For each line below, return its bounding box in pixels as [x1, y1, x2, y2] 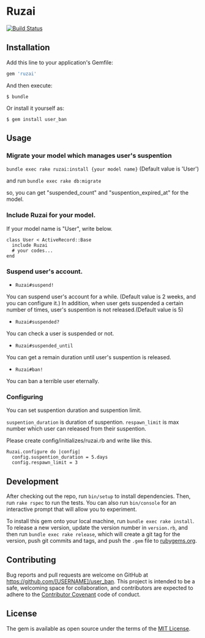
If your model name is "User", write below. [6, 225, 113, 232]
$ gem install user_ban [6, 116, 67, 122]
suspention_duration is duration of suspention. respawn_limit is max [6, 419, 179, 426]
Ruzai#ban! [15, 367, 43, 373]
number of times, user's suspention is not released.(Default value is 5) [6, 306, 184, 313]
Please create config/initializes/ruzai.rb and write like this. [6, 437, 152, 445]
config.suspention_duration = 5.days [12, 454, 108, 461]
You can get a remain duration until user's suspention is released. [6, 353, 171, 360]
